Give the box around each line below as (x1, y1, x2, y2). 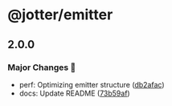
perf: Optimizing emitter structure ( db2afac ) (18, 79, 165, 89)
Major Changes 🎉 (7, 62, 76, 73)
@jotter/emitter (7, 6, 113, 24)
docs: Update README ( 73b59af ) (18, 88, 130, 98)
